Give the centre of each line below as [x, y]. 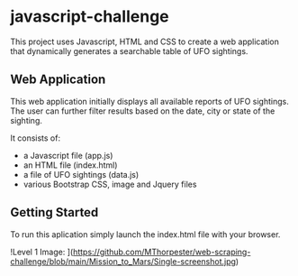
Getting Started [54, 212]
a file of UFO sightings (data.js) [81, 174]
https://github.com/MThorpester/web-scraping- [162, 252]
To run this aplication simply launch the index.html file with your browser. [145, 234]
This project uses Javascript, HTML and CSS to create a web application [145, 41]
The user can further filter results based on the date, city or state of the [143, 111]
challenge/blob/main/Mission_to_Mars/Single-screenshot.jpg [123, 261]
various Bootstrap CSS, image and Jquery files [110, 184]
